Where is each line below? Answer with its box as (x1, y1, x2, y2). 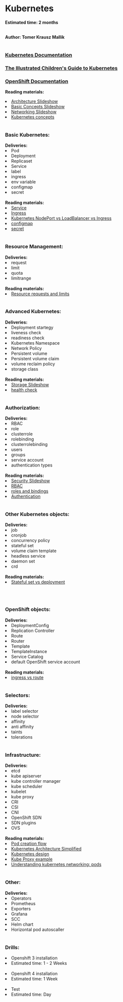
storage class (11, 366, 39, 372)
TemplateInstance (11, 648, 47, 654)
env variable (11, 179, 36, 185)
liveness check (11, 329, 41, 335)
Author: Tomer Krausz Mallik (5, 34, 65, 40)
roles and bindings (11, 488, 49, 494)
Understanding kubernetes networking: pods (11, 862, 102, 867)
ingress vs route (11, 674, 44, 680)
